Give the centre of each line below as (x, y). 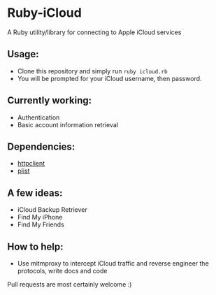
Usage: (23, 54)
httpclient (31, 164)
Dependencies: (41, 146)
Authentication (38, 117)
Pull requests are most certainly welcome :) (70, 284)
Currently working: (50, 100)
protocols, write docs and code (62, 271)
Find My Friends (41, 224)
